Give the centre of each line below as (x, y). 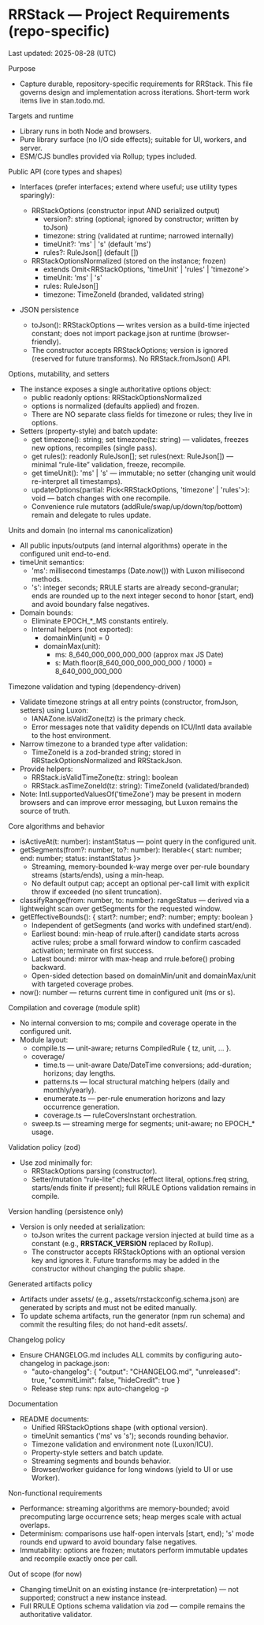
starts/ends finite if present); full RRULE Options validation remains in (143, 1187)
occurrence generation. (82, 1106)
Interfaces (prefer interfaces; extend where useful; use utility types (128, 186)
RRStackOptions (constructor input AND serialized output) (126, 210)
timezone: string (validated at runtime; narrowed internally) (138, 235)
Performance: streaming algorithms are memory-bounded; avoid (125, 1508)
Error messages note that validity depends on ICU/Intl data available (141, 727)
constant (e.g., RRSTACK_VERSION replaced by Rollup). (123, 1243)
